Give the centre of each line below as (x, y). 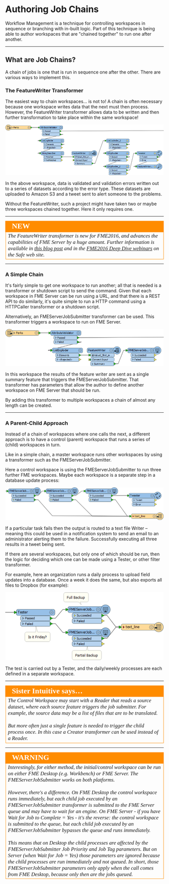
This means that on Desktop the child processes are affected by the (78, 843)
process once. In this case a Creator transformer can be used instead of (83, 732)
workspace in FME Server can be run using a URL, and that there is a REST (83, 296)
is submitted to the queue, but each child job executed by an (71, 824)
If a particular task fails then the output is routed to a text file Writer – (76, 528)
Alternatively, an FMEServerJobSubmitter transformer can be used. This (80, 317)
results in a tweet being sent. (35, 544)
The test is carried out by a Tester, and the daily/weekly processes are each (84, 668)
